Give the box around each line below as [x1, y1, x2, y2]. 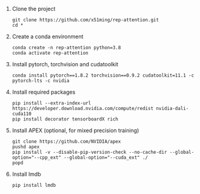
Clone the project [12, 5, 56, 12]
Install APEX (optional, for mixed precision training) [12, 127, 139, 134]
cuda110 [12, 111, 32, 117]
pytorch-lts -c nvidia [12, 78, 70, 84]
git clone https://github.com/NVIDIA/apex [12, 139, 121, 145]
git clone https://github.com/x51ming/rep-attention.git [12, 17, 159, 23]
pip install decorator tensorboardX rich [12, 116, 118, 122]
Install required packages [12, 88, 76, 95]
